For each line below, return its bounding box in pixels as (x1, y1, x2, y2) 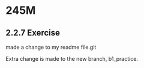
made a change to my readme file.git (5, 43, 97, 51)
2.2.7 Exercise (5, 28, 61, 38)
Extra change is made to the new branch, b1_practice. (5, 55, 139, 62)
